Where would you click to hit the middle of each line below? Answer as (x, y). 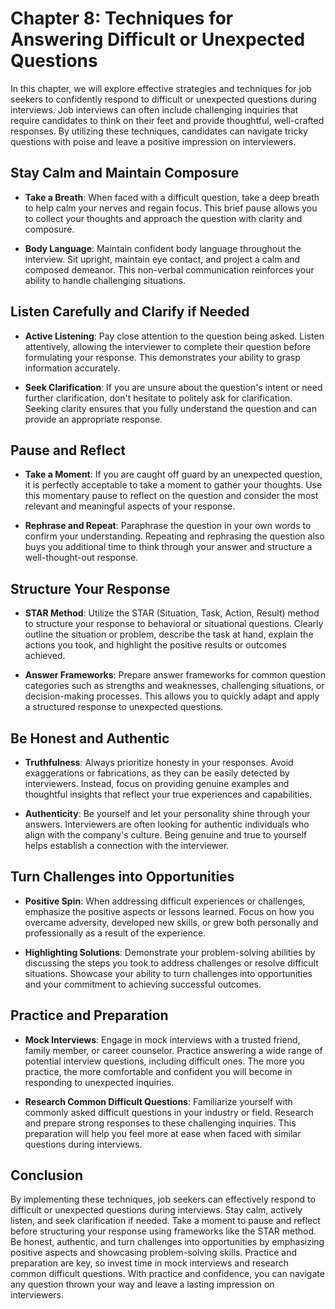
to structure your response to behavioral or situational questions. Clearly (174, 624)
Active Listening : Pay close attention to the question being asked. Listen (174, 336)
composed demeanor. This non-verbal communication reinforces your (169, 269)
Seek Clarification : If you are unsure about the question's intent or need (173, 387)
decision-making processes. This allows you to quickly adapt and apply (172, 696)
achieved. (45, 656)
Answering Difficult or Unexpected (158, 39)
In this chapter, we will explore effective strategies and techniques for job (161, 88)
